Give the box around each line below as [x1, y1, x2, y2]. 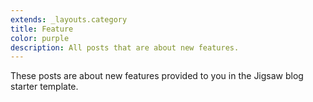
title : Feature [10, 24, 74, 34]
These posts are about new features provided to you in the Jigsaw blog [10, 70, 304, 82]
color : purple [10, 33, 70, 43]
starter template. [10, 81, 79, 93]
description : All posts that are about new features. [10, 42, 240, 53]
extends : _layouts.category [10, 14, 128, 25]
